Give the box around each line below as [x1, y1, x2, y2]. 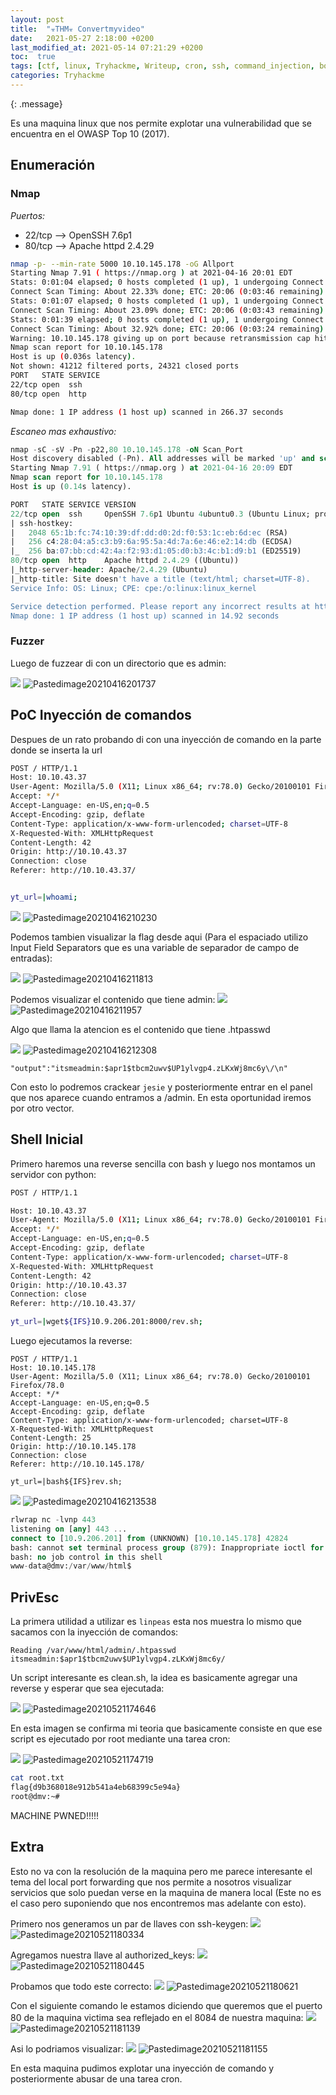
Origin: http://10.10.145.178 [10, 1442, 137, 1452]
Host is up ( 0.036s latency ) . [10, 352, 137, 362]
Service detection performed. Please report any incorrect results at [10, 601, 311, 611]
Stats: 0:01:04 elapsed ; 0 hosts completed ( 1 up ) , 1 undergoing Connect [10, 277, 325, 288]
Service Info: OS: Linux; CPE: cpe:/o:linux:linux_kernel [10, 583, 257, 593]
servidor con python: [10, 1168, 97, 1180]
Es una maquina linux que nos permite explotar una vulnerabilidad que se [10, 117, 313, 129]
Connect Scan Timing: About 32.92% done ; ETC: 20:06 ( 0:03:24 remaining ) [10, 324, 325, 334]
